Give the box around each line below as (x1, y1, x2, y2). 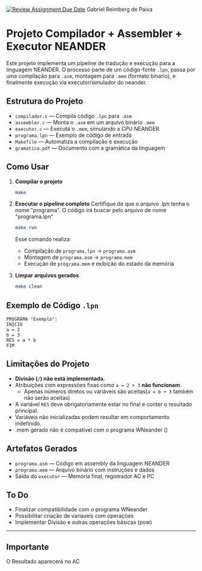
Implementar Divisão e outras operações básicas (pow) (14, 519, 152, 526)
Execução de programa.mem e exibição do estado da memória (23, 260, 174, 268)
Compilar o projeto (14, 178, 63, 185)
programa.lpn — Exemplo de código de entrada (14, 131, 132, 139)
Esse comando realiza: (14, 236, 72, 243)
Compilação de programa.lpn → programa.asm (23, 247, 136, 254)
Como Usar (6, 162, 49, 172)
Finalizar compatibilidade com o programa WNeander (14, 506, 148, 513)
